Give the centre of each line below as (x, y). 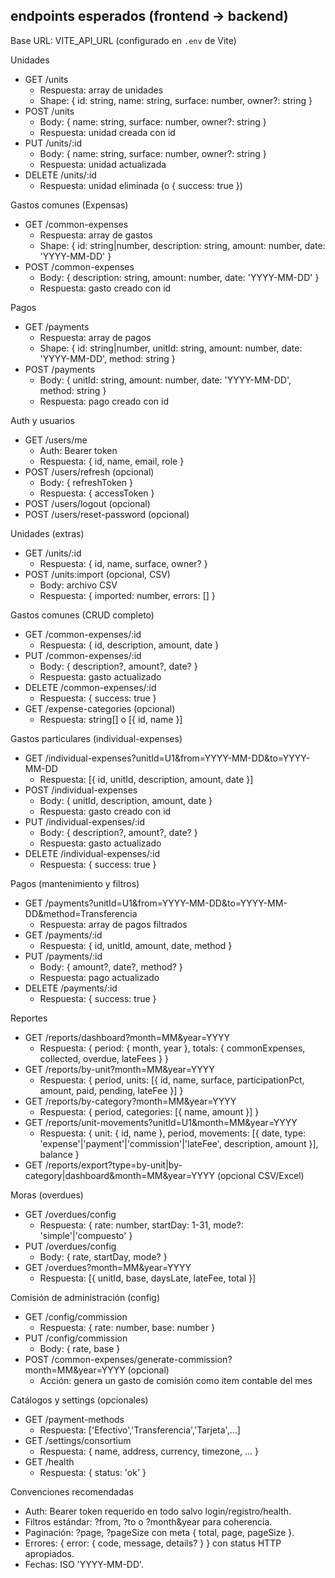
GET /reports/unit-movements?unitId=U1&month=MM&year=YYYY (161, 1122)
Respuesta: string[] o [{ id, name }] (111, 719)
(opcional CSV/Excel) (260, 1175)
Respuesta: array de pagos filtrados (113, 924)
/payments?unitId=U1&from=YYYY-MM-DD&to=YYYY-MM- (166, 903)
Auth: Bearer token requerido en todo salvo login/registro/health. (158, 1511)
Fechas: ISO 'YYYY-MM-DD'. (84, 1564)
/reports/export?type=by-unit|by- (113, 1165)
